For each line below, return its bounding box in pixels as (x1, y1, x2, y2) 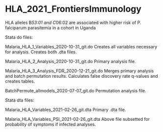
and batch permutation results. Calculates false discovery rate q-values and (5, 73, 158, 79)
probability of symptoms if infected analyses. (5, 121, 96, 127)
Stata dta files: (5, 97, 34, 103)
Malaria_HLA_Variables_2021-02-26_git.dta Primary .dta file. (5, 107, 126, 112)
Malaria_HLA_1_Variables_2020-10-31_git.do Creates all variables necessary (5, 44, 158, 49)
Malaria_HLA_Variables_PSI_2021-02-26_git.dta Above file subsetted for (5, 116, 150, 122)
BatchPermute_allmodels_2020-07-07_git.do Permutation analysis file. (5, 88, 146, 93)
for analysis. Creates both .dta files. (5, 49, 77, 55)
